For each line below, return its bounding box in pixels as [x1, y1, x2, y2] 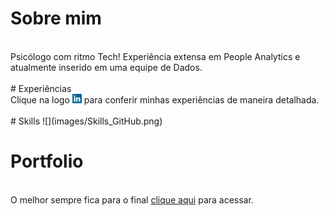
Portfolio [10, 150, 84, 172]
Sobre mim [10, 7, 102, 30]
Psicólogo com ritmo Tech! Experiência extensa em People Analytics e [10, 50, 301, 62]
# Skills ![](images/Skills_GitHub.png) [10, 115, 163, 127]
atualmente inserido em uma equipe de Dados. [10, 61, 203, 73]
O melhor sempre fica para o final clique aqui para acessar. [10, 193, 254, 206]
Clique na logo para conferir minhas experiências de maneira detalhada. [10, 93, 320, 106]
